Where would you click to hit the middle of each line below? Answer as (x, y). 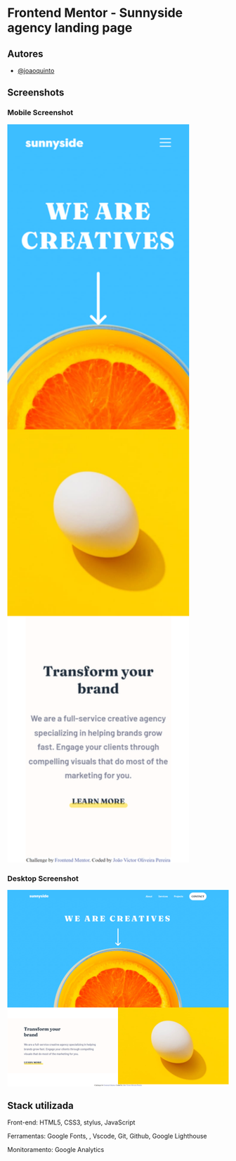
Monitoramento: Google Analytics (56, 1150)
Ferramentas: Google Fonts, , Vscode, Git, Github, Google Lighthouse (107, 1136)
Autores (25, 54)
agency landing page (70, 28)
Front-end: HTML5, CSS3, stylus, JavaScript (71, 1122)
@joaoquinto (36, 71)
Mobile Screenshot (40, 112)
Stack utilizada (40, 1106)
